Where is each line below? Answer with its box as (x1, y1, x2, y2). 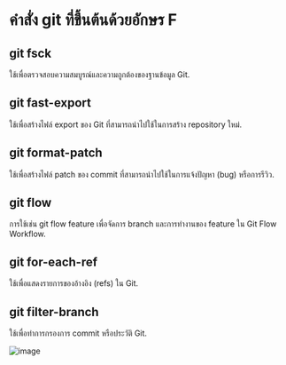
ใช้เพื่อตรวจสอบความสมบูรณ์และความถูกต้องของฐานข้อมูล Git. (9, 69, 190, 80)
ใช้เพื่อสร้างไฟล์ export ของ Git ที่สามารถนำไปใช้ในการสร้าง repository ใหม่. (9, 119, 243, 130)
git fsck (9, 45, 51, 60)
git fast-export (9, 95, 91, 111)
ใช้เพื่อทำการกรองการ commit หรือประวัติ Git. (9, 328, 148, 338)
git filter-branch (9, 304, 99, 320)
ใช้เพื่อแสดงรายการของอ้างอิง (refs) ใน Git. (9, 278, 139, 289)
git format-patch (9, 146, 104, 161)
